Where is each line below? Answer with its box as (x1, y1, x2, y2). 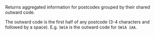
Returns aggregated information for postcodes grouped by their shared (5, 4, 150, 10)
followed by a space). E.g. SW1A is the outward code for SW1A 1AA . (5, 24, 137, 30)
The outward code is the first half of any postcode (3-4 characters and (5, 19, 150, 25)
